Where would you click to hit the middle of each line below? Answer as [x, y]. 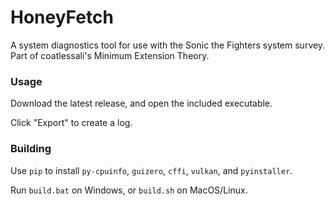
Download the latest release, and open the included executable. [141, 103]
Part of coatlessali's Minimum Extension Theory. [110, 55]
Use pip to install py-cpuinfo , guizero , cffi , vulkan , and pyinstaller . [151, 170]
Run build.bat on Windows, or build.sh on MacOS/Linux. [129, 190]
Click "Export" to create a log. [71, 123]
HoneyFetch [62, 17]
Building [31, 149]
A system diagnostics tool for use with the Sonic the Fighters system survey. [168, 45]
